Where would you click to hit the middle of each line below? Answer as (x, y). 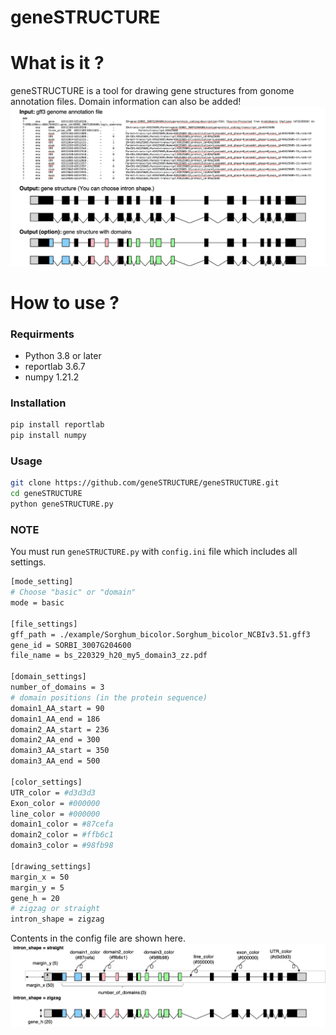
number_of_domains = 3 (57, 687)
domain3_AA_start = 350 (60, 751)
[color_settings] (46, 782)
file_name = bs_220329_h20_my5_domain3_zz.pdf (109, 656)
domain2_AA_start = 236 (60, 729)
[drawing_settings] (51, 866)
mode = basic (37, 603)
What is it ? (57, 63)
